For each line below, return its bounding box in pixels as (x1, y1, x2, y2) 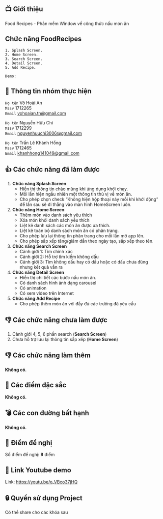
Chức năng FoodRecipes (5, 35, 82, 43)
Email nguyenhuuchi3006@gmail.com (5, 130, 82, 136)
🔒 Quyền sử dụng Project (5, 494, 82, 502)
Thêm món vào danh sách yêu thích (19, 212, 92, 218)
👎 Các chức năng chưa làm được (5, 316, 108, 324)
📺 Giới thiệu (5, 5, 43, 13)
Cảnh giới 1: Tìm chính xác (19, 249, 73, 255)
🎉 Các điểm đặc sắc (5, 381, 67, 389)
